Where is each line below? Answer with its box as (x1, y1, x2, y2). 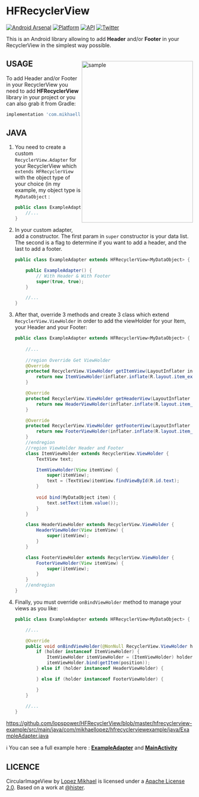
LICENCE (6, 762, 40, 772)
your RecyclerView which (14, 162, 77, 170)
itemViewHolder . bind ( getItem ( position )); (46, 660, 150, 666)
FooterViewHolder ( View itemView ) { (36, 560, 124, 566)
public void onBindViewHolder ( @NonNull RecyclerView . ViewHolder (25, 643, 188, 649)
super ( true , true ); (36, 278, 84, 285)
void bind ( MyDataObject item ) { (36, 494, 116, 500)
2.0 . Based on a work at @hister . (6, 784, 85, 791)
